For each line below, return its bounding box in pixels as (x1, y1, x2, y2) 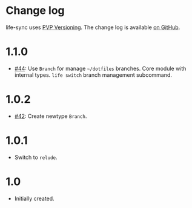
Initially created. (14, 195, 55, 202)
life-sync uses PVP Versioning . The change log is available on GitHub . (5, 24, 180, 31)
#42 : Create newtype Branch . (14, 112, 87, 120)
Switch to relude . (14, 154, 58, 161)
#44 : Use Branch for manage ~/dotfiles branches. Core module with (14, 65, 187, 72)
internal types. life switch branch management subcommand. (14, 71, 172, 79)
